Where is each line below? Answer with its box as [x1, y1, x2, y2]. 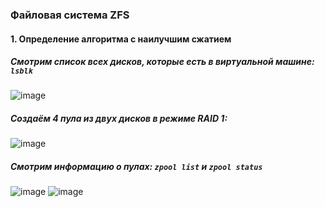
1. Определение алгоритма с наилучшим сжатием [10, 33, 232, 45]
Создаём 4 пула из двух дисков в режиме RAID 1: [10, 113, 228, 125]
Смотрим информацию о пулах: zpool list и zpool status [10, 161, 263, 173]
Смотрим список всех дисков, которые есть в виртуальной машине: [10, 56, 315, 68]
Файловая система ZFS [10, 8, 130, 22]
